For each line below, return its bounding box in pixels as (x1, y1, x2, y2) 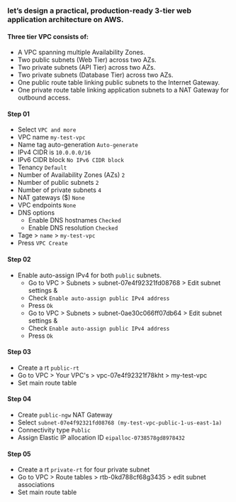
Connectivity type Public (17, 425, 91, 434)
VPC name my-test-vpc (17, 133, 86, 141)
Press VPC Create (17, 239, 69, 247)
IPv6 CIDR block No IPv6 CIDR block (17, 156, 124, 164)
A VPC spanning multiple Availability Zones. (17, 48, 145, 57)
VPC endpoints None (17, 201, 77, 210)
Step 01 (7, 110, 30, 118)
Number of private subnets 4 (17, 186, 101, 194)
